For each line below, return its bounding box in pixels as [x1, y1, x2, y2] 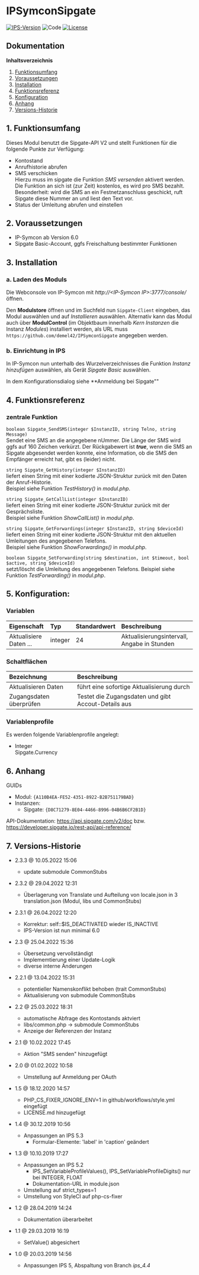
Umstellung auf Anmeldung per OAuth [23, 1073, 117, 1080]
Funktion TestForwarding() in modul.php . [6, 572, 105, 579]
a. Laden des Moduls [6, 275, 67, 283]
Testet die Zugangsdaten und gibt [76, 693, 171, 701]
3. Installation [6, 257, 58, 268]
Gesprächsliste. [6, 508, 44, 515]
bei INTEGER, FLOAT [32, 1173, 83, 1181]
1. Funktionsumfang [6, 123, 81, 134]
